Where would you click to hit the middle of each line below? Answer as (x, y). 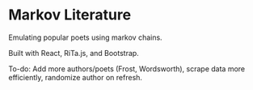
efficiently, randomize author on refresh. (76, 77)
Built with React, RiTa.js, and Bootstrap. (74, 53)
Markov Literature (70, 15)
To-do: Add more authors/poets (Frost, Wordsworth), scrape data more (127, 69)
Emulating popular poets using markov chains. (86, 37)
